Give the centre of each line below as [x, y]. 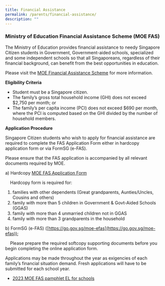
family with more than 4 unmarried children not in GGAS [70, 213]
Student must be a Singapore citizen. [50, 92]
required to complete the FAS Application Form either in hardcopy [72, 143]
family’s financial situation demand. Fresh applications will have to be [76, 263]
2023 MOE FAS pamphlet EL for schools [53, 278]
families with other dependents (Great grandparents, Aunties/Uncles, [83, 192]
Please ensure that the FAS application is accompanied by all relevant [76, 158]
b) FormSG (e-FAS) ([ [27, 228]
